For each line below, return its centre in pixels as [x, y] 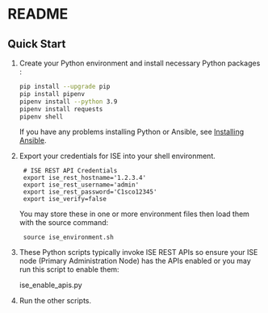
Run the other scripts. [55, 301]
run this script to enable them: [69, 269]
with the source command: [64, 223]
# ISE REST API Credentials [70, 171]
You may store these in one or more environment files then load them [134, 214]
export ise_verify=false [65, 199]
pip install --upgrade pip [65, 86]
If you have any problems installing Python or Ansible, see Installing [131, 132]
